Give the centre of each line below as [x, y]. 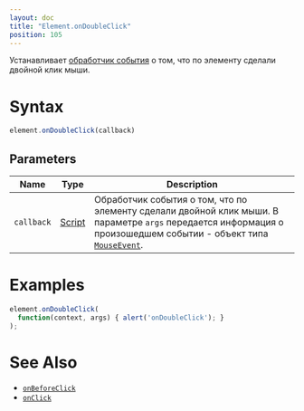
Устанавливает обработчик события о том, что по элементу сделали [142, 61]
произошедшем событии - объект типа [181, 234]
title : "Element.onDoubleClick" [70, 26]
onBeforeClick [49, 388]
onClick [37, 398]
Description [192, 184]
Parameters [43, 159]
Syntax [37, 106]
